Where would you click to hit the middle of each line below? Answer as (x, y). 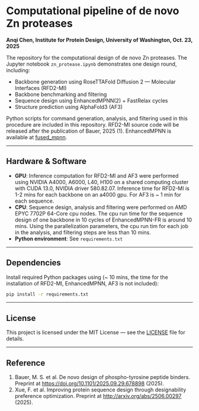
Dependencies (33, 263)
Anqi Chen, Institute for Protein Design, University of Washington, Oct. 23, (99, 40)
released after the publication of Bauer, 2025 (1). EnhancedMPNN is (89, 131)
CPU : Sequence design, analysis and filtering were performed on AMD (101, 207)
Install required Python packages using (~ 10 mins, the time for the (87, 277)
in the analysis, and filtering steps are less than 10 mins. (83, 232)
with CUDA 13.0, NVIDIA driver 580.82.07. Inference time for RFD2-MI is (102, 188)
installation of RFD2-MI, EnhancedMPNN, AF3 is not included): (82, 283)
